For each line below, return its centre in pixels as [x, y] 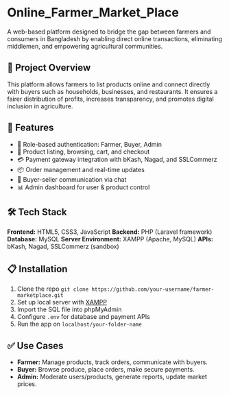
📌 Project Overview [49, 68]
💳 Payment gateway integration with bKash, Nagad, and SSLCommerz [117, 159]
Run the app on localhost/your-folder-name [79, 324]
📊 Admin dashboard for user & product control [83, 187]
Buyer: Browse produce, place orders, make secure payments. [106, 369]
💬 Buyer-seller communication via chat [72, 179]
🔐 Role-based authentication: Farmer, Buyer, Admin [89, 144]
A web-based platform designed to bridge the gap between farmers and [109, 32]
